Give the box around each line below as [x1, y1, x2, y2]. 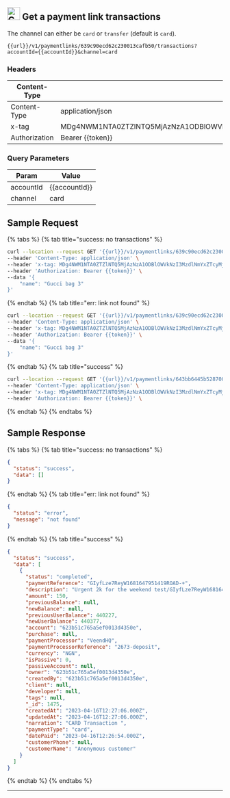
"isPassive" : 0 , [25, 656, 72, 663]
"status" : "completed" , [25, 574, 94, 580]
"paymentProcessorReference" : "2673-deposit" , [25, 643, 161, 650]
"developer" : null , [25, 688, 81, 695]
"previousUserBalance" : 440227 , [25, 612, 118, 619]
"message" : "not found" [13, 516, 81, 524]
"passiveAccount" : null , [25, 662, 97, 669]
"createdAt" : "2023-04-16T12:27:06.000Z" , [25, 707, 149, 714]
